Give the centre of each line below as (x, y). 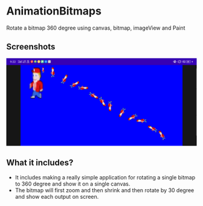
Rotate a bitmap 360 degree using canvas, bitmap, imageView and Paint (96, 28)
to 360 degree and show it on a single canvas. (72, 184)
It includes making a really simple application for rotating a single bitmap (105, 177)
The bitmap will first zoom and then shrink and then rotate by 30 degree (105, 190)
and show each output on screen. (57, 196)
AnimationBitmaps (54, 11)
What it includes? (40, 163)
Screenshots (31, 47)
